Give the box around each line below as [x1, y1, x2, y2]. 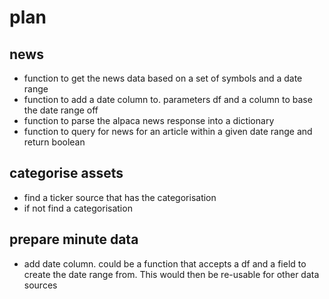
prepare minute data [9, 231, 139, 248]
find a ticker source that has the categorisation [23, 191, 217, 203]
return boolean [23, 136, 86, 148]
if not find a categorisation [23, 202, 133, 214]
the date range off [23, 104, 99, 116]
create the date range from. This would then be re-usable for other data [23, 268, 320, 280]
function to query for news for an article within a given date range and [23, 126, 313, 137]
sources [23, 279, 58, 291]
